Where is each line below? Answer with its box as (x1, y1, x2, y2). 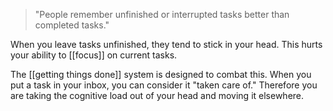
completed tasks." (34, 19, 110, 31)
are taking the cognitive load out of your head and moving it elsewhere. (10, 90, 305, 101)
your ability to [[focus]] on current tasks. (10, 49, 178, 61)
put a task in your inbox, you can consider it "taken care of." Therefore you (10, 79, 318, 91)
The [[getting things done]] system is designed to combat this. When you (10, 69, 312, 80)
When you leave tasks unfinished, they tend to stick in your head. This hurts (10, 39, 323, 50)
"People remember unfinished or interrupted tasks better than (34, 9, 290, 20)
